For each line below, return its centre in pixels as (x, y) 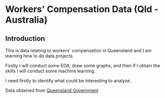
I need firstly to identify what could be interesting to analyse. (68, 81)
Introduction (25, 38)
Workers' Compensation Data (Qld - (82, 9)
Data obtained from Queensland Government (52, 90)
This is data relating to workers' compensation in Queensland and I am (78, 51)
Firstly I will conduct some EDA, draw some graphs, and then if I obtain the (83, 66)
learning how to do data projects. (40, 56)
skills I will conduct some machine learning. (50, 71)
